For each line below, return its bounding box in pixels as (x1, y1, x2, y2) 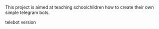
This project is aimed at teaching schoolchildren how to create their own (5, 4, 154, 10)
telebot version (5, 19, 36, 25)
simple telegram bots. (5, 9, 50, 15)
